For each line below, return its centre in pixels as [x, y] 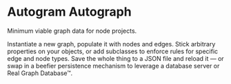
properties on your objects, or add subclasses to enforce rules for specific [113, 51]
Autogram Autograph [70, 12]
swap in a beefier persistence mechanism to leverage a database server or [113, 66]
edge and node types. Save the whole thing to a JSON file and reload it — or [115, 58]
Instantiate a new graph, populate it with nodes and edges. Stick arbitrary [111, 44]
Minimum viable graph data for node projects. [72, 31]
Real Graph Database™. [40, 73]
